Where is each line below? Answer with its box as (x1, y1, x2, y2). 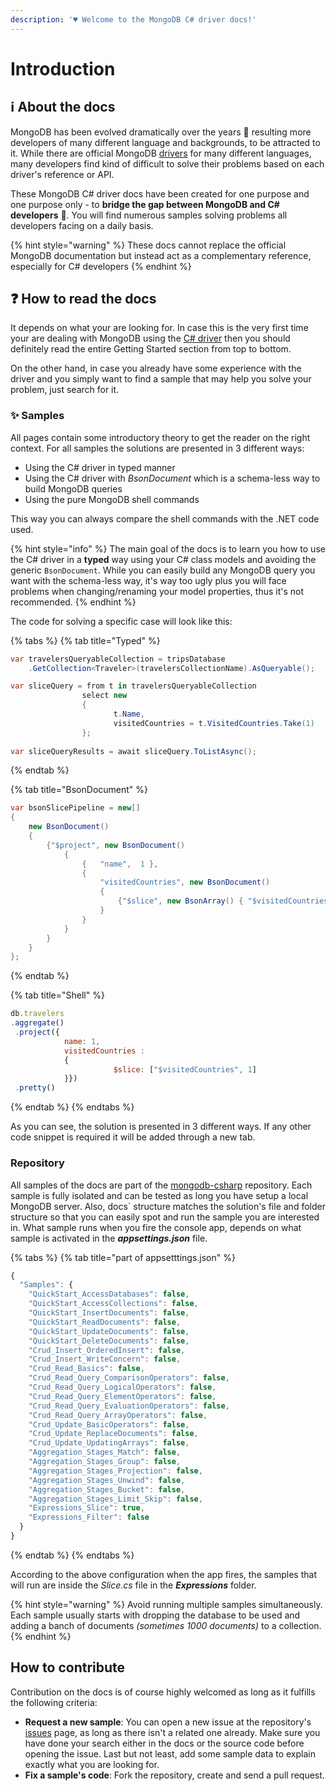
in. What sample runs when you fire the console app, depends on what (10, 1221, 302, 1233)
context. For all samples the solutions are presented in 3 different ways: (10, 442, 305, 454)
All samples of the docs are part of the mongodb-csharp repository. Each (10, 1179, 313, 1191)
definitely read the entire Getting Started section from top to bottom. (10, 343, 292, 355)
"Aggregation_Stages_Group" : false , (28, 1457, 182, 1467)
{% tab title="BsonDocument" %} (10, 784, 149, 796)
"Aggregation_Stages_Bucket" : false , (28, 1484, 186, 1495)
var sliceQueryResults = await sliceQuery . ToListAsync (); (10, 746, 257, 756)
